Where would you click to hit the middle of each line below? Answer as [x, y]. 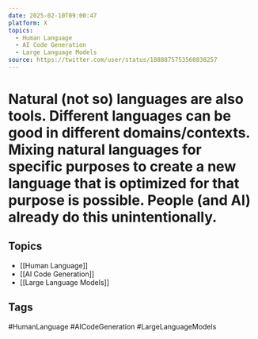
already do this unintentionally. [113, 217]
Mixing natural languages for [105, 150]
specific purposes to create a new [122, 167]
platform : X [28, 23]
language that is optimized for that [124, 184]
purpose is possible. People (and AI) [129, 200]
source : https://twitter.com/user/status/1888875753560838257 [113, 60]
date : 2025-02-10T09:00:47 [53, 15]
